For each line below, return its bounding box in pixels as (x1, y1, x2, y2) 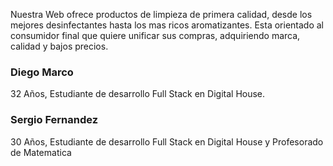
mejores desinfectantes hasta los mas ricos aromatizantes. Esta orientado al (10, 19, 324, 31)
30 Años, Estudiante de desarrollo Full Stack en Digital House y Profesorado (10, 135, 324, 148)
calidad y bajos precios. (10, 40, 109, 52)
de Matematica (10, 146, 72, 158)
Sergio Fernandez (10, 113, 99, 127)
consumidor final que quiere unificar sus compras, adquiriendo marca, (10, 30, 301, 41)
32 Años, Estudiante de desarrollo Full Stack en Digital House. (10, 88, 266, 100)
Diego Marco (10, 65, 74, 79)
